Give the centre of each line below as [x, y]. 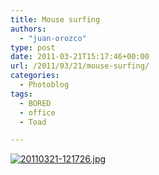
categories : [35, 76]
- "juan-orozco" [53, 38]
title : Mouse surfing [55, 19]
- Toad [33, 122]
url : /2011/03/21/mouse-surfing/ [80, 66]
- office [37, 112]
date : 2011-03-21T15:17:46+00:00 [80, 57]
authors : [28, 29]
